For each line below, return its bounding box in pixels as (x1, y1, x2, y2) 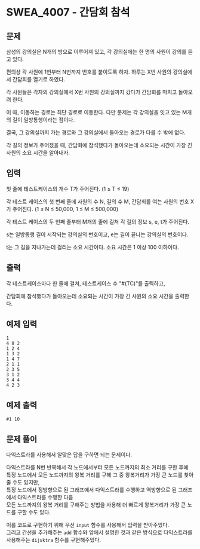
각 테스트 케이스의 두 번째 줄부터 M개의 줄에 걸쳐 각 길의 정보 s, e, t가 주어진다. (6, 218, 190, 225)
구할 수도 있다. (17, 509, 51, 516)
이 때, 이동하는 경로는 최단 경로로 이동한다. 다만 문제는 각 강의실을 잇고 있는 (6, 109, 181, 115)
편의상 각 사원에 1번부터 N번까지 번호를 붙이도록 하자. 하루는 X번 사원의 (6, 68, 172, 75)
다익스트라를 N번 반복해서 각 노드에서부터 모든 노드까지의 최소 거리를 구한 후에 (6, 464, 189, 471)
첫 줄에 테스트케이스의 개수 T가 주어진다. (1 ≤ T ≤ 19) (6, 185, 130, 192)
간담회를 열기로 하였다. (12, 76, 66, 83)
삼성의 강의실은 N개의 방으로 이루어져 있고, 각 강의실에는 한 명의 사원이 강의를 (6, 48, 187, 55)
